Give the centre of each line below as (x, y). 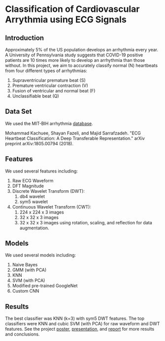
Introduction (25, 38)
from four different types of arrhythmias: (46, 71)
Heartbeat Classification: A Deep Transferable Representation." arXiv (75, 138)
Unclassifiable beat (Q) (35, 96)
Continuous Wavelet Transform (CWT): (51, 207)
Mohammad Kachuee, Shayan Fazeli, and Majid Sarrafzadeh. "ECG (73, 133)
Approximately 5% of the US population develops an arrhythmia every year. (82, 50)
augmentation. (34, 228)
